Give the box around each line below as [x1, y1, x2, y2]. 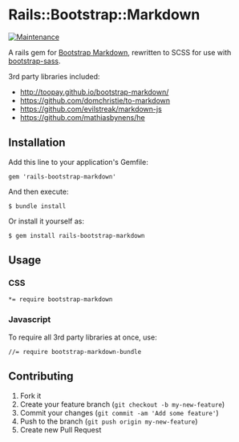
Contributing [8, 370, 74, 384]
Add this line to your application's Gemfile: [8, 157, 148, 167]
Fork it [19, 391, 42, 400]
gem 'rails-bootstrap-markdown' [8, 172, 116, 181]
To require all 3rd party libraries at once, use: [8, 332, 158, 342]
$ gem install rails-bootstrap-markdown [8, 231, 146, 239]
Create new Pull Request [19, 424, 102, 434]
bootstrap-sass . [8, 56, 61, 66]
